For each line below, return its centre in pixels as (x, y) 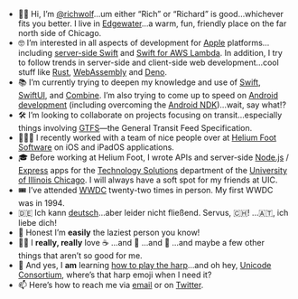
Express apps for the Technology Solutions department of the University (152, 170)
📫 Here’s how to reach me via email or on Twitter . (111, 285)
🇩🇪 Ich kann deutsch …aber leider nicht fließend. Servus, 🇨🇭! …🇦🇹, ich (153, 213)
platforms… (248, 42)
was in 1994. (41, 203)
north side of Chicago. (60, 33)
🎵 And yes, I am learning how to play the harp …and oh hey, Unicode (144, 265)
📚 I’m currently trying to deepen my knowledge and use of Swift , (139, 82)
